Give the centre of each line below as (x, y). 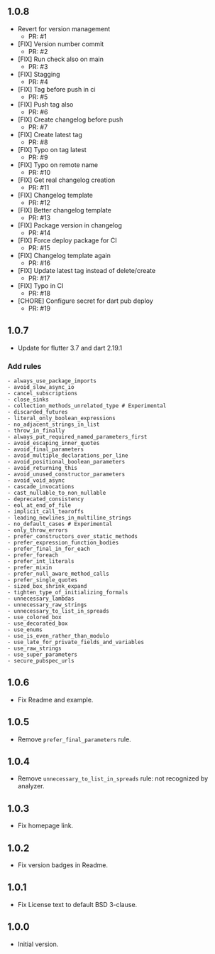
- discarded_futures (38, 412)
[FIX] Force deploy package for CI (67, 240)
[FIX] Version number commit (61, 44)
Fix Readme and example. (55, 700)
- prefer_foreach (33, 555)
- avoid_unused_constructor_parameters (66, 474)
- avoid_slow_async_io (41, 387)
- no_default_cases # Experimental (60, 524)
